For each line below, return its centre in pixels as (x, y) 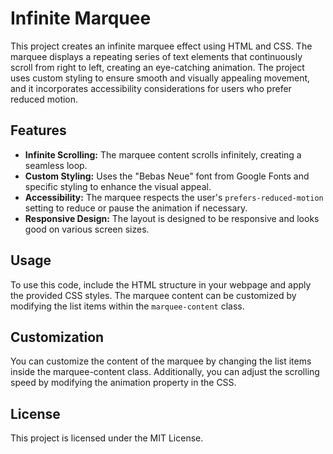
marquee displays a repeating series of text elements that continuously (156, 56)
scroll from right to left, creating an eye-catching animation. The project (157, 67)
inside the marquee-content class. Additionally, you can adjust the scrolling (165, 372)
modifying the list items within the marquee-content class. (127, 306)
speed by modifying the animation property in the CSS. (123, 383)
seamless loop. (56, 165)
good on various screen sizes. (87, 229)
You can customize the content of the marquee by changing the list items (161, 361)
